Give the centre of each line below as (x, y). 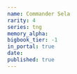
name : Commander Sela (39, 14)
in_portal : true (31, 47)
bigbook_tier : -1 (33, 40)
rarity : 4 (22, 20)
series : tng (24, 27)
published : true (31, 60)
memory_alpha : (28, 33)
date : (15, 54)
